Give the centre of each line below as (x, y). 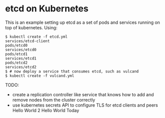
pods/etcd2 (16, 62)
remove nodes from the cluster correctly (54, 100)
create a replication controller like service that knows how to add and (83, 94)
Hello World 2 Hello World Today (46, 110)
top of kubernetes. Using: (31, 27)
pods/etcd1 (16, 54)
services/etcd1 (21, 58)
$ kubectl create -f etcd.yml (37, 37)
